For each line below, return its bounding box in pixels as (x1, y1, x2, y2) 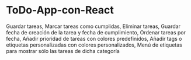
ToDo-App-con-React (6, 3, 114, 17)
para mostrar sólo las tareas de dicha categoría (6, 47, 120, 54)
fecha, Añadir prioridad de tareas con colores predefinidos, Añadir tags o (6, 35, 182, 42)
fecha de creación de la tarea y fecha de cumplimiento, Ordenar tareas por (6, 29, 186, 36)
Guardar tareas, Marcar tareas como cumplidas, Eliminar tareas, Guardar (6, 23, 181, 30)
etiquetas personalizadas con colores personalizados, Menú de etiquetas (6, 41, 182, 48)
